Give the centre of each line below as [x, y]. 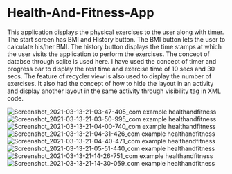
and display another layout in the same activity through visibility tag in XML [114, 91]
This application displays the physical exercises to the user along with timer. [116, 32]
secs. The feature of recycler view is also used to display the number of [109, 76]
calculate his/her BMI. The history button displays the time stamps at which [115, 46]
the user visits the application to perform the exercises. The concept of [108, 54]
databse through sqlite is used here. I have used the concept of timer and [112, 61]
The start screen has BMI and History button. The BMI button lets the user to [116, 39]
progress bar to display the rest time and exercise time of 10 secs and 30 [111, 69]
